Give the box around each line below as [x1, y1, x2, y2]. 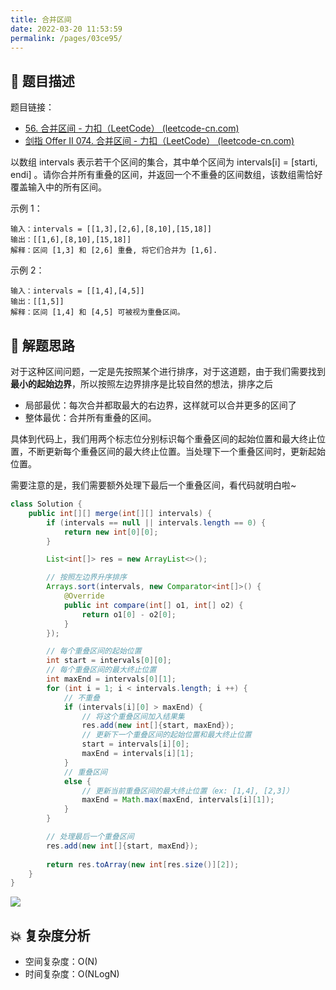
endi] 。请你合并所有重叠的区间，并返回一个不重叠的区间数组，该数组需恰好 [10, 169, 323, 181]
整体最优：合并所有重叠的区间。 [24, 412, 157, 423]
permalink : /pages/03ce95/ [10, 33, 123, 43]
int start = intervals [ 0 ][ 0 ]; [46, 656, 172, 666]
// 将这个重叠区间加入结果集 [81, 711, 185, 721]
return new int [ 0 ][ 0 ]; [63, 527, 159, 537]
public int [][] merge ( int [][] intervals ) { [28, 508, 213, 518]
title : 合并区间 [10, 14, 72, 25]
